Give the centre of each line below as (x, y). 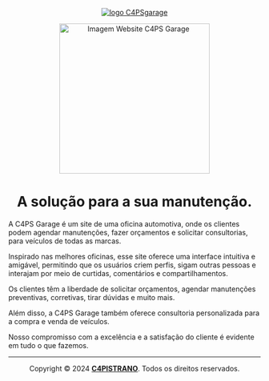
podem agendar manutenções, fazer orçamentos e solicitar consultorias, (128, 232)
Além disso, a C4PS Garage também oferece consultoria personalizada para (134, 313)
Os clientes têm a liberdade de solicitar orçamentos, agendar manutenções (132, 289)
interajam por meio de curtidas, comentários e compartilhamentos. (118, 273)
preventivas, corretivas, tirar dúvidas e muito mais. (92, 297)
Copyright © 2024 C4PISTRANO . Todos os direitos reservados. (134, 368)
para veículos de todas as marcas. (65, 241)
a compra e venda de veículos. (59, 321)
